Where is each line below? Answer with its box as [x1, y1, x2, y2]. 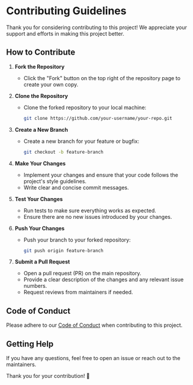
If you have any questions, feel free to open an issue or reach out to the [6, 355, 181, 361]
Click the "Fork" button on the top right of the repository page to [23, 74, 181, 81]
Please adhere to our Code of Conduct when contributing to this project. [6, 322, 183, 329]
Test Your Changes [14, 195, 63, 202]
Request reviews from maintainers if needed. [23, 289, 133, 296]
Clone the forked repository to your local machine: [23, 104, 147, 111]
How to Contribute [6, 47, 76, 58]
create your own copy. [23, 81, 79, 88]
